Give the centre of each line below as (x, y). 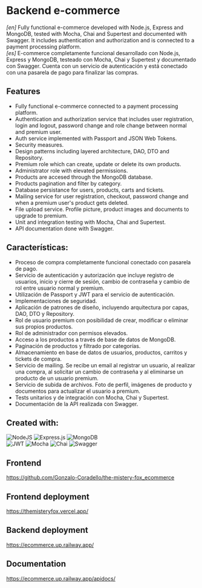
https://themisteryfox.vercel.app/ (47, 511)
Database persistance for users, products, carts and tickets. (90, 190)
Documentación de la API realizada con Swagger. (77, 404)
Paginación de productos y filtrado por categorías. (78, 346)
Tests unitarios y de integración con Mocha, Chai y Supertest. (92, 397)
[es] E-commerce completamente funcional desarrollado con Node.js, (93, 53)
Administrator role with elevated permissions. (71, 170)
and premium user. (38, 132)
